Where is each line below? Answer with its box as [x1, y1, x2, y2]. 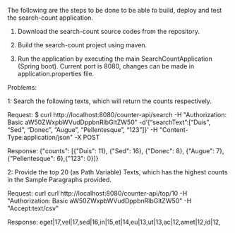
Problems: [7, 83, 37, 91]
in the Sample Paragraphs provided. [7, 176, 112, 184]
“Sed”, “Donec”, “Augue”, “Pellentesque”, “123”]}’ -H [7, 126, 158, 133]
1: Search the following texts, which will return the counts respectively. [7, 97, 212, 105]
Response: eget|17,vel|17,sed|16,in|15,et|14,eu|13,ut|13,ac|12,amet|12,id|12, [7, 218, 221, 226]
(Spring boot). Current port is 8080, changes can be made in [17, 62, 195, 70]
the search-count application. [7, 13, 94, 22]
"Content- [159, 126, 188, 133]
